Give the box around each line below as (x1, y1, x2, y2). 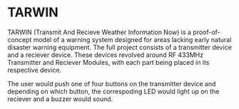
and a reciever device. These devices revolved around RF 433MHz (7, 51, 204, 59)
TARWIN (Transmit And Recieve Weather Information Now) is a (7, 28, 191, 36)
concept (7, 35, 32, 43)
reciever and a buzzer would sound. (7, 94, 113, 103)
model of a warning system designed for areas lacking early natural (33, 35, 232, 43)
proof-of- (192, 28, 221, 36)
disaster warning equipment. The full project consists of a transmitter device (7, 43, 232, 51)
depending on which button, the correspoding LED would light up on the (7, 87, 220, 95)
